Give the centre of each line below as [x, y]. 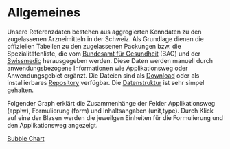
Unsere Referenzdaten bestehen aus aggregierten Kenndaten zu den [104, 32]
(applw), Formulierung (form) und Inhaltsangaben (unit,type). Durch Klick [111, 111]
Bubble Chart [26, 138]
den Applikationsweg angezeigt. [53, 125]
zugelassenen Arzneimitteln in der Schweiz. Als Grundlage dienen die [105, 38]
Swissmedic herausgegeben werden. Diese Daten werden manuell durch [110, 60]
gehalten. [21, 90]
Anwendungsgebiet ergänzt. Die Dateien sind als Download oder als [103, 75]
